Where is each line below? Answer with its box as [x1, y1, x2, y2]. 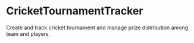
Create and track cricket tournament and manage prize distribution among [6, 24, 189, 31]
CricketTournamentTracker [6, 4, 143, 18]
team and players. [6, 30, 51, 37]
